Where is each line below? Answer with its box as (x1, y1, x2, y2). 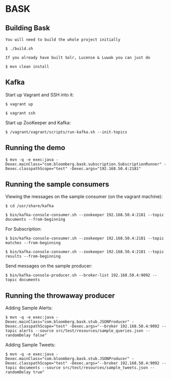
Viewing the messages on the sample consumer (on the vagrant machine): (5, 194, 163, 200)
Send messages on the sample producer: (5, 263, 92, 269)
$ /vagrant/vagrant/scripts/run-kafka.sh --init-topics (5, 129, 127, 135)
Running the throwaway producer (5, 291, 115, 300)
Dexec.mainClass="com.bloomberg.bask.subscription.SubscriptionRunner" (5, 161, 162, 167)
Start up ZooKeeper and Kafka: (5, 119, 71, 126)
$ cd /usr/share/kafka (5, 203, 54, 208)
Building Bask (5, 24, 50, 32)
